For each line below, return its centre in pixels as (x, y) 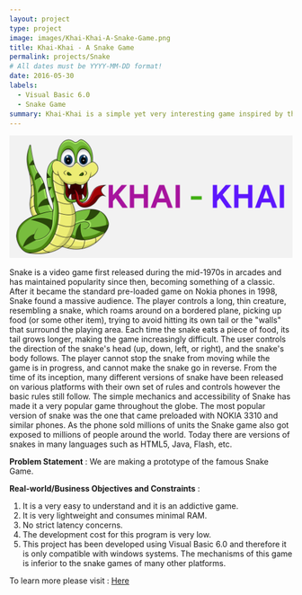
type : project (36, 28)
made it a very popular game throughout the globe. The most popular (138, 405)
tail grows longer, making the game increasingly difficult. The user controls (147, 339)
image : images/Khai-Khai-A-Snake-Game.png (90, 38)
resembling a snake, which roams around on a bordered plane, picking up (146, 310)
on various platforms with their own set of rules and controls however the (145, 386)
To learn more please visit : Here (70, 581)
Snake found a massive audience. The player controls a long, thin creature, (148, 300)
